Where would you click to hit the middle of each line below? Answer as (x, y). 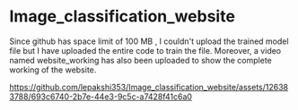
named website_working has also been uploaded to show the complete (140, 60)
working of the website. (53, 70)
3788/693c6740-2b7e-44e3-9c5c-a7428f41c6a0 (101, 97)
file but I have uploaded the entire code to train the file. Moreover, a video (145, 50)
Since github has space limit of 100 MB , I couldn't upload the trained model (149, 41)
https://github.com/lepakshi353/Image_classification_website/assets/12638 (149, 87)
